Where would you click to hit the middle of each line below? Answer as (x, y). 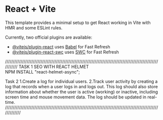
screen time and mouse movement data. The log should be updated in (76, 97)
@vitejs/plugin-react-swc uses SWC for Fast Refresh (65, 52)
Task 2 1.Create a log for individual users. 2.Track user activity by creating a (81, 81)
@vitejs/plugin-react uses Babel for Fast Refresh (61, 47)
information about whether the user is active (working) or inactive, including (81, 92)
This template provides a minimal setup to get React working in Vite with (78, 23)
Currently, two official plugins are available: (49, 37)
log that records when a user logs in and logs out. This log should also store (81, 86)
